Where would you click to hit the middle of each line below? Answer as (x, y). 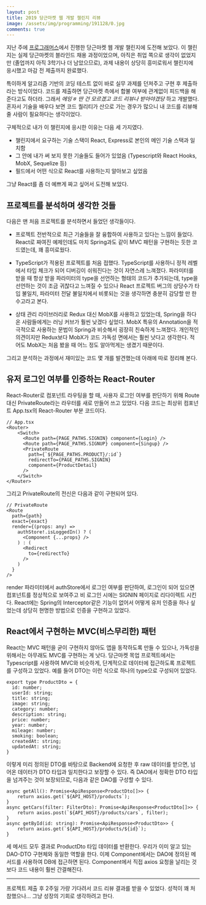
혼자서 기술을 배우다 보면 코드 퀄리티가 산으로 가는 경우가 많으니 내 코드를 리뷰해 (102, 107)
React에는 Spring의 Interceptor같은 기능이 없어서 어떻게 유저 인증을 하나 (102, 602)
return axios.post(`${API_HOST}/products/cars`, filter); (93, 813)
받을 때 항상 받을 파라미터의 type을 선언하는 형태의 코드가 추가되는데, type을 (106, 278)
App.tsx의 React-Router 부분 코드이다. (59, 410)
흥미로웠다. (58, 250)
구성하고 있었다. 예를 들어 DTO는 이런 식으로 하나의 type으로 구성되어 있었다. (105, 670)
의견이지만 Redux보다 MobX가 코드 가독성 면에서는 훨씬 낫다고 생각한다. (102, 337)
